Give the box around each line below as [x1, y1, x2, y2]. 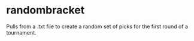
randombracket [6, 4, 85, 17]
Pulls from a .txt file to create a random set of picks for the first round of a [6, 23, 189, 30]
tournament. [6, 29, 37, 36]
